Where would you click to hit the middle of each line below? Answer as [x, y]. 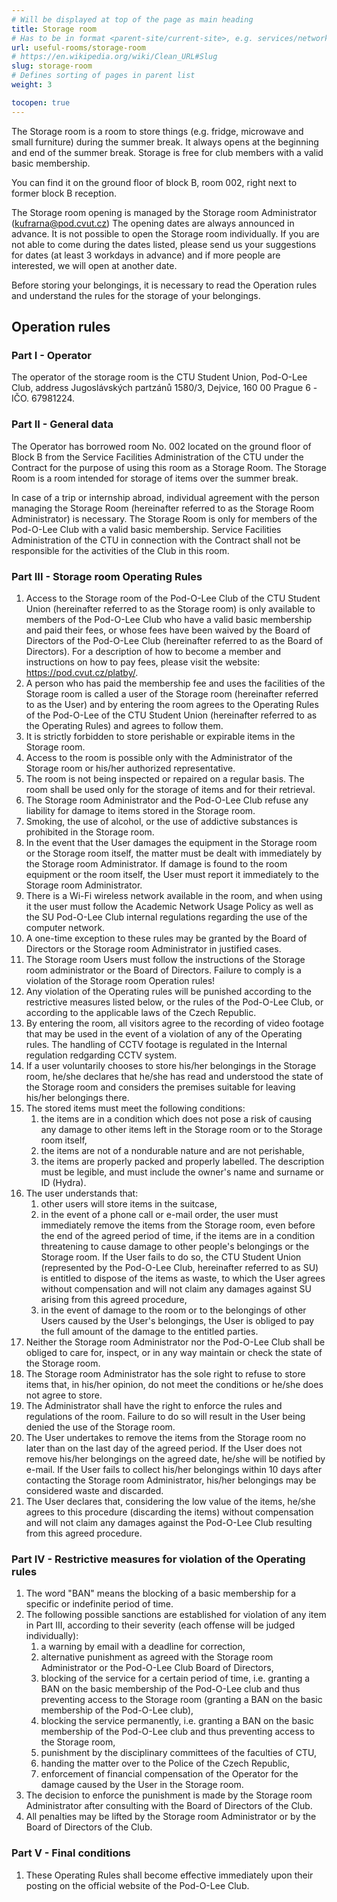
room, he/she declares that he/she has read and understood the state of [174, 1076]
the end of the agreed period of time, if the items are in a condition [178, 1235]
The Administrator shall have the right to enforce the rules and [154, 1405]
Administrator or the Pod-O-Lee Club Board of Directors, [157, 1668]
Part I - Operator [51, 355]
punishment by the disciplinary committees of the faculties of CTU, [178, 1753]
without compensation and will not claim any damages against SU [176, 1288]
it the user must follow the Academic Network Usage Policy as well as [169, 906]
